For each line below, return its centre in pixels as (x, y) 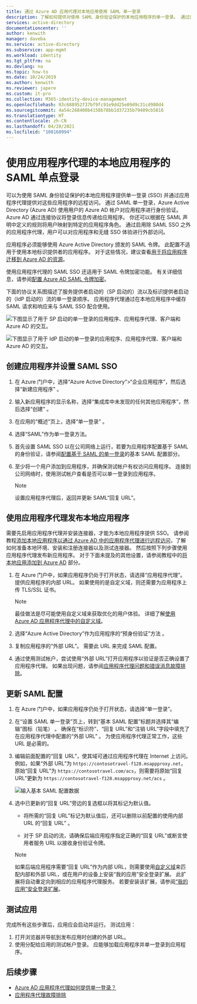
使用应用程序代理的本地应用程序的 (89, 163)
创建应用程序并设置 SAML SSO (62, 367)
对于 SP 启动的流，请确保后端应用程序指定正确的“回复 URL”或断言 (103, 836)
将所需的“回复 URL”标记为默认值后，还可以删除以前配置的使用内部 (103, 816)
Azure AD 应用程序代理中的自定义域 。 (60, 621)
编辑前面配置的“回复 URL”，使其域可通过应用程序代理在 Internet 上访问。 (103, 756)
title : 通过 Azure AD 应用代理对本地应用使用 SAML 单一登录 (73, 11)
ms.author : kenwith (30, 83)
